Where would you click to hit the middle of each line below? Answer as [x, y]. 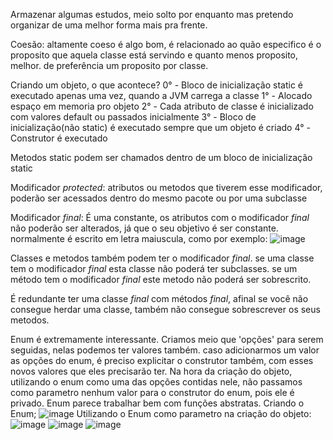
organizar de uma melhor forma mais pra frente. [109, 25]
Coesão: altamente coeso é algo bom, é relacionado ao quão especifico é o [166, 44]
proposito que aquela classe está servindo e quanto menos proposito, [154, 55]
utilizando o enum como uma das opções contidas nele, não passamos [156, 382]
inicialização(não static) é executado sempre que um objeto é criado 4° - [160, 127]
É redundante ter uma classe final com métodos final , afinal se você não [159, 298]
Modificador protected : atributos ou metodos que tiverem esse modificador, [166, 187]
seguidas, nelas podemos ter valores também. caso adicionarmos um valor [165, 350]
